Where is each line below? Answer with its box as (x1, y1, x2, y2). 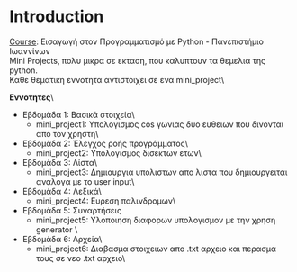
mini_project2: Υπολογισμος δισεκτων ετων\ (35, 147, 202, 159)
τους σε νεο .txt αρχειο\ (35, 252, 126, 263)
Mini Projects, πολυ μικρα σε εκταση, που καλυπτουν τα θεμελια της (9, 55, 266, 66)
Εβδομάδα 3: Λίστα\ (22, 157, 97, 168)
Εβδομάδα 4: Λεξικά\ (22, 186, 102, 196)
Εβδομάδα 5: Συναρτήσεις (22, 204, 122, 215)
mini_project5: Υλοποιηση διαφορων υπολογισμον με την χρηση (35, 214, 276, 225)
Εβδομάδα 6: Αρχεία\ (22, 233, 103, 244)
